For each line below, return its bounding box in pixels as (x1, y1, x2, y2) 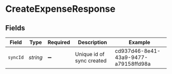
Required (48, 39, 71, 46)
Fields (5, 24, 26, 32)
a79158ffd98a (115, 60, 151, 67)
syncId (8, 54, 24, 60)
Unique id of (75, 51, 105, 58)
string (29, 54, 43, 61)
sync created (75, 57, 107, 64)
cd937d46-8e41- (115, 47, 161, 54)
